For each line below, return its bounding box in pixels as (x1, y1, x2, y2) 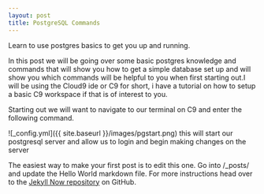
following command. (8, 113, 75, 122)
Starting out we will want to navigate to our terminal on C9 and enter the (8, 104, 243, 114)
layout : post (8, 11, 51, 20)
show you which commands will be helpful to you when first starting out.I (8, 73, 246, 82)
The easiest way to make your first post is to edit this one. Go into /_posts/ (8, 160, 250, 170)
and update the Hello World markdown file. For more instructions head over (8, 169, 253, 178)
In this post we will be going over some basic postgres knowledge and (8, 56, 236, 65)
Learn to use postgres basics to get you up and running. (8, 40, 191, 50)
